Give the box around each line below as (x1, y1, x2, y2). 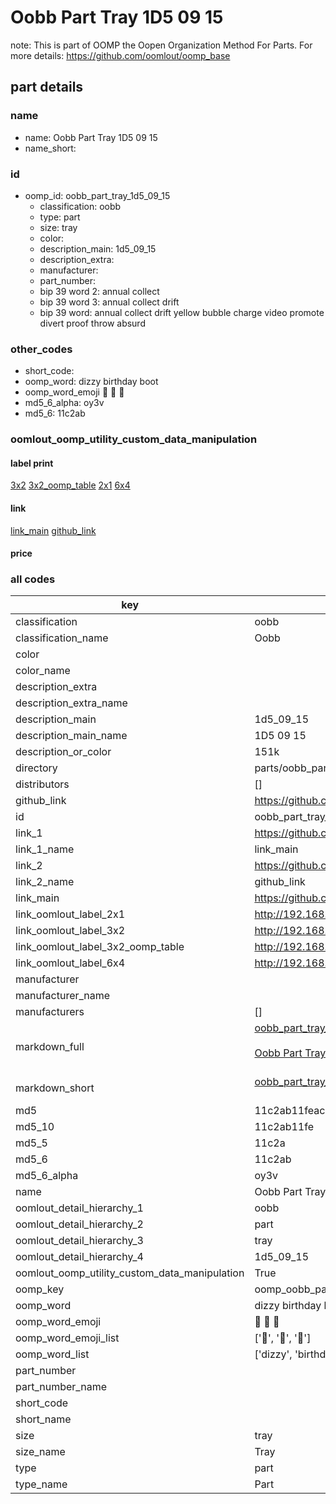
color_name (15, 664, 71, 678)
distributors (15, 777, 70, 791)
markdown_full (15, 1040, 85, 1054)
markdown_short (15, 1081, 95, 1095)
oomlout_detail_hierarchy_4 (15, 1250, 144, 1264)
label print (10, 457, 54, 469)
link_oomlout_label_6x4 (15, 956, 126, 970)
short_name (15, 1412, 72, 1426)
